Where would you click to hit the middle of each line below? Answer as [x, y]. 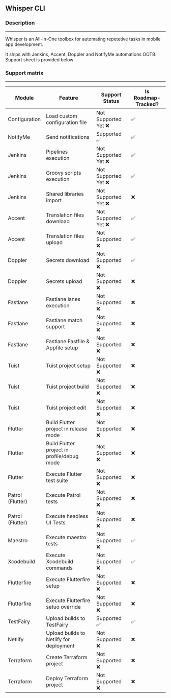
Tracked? [147, 104]
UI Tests [56, 522]
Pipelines [57, 152]
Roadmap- [147, 98]
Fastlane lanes [63, 299]
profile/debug [62, 456]
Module [24, 98]
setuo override [64, 607]
